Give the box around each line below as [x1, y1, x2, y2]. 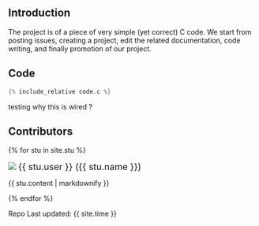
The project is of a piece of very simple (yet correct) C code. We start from [8, 27, 252, 36]
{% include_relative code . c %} [8, 87, 111, 95]
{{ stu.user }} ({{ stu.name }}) [17, 161, 142, 172]
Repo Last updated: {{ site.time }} [8, 209, 117, 219]
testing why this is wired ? [8, 102, 93, 111]
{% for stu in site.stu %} [8, 146, 87, 155]
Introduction [8, 6, 71, 20]
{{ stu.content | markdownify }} [8, 179, 110, 188]
